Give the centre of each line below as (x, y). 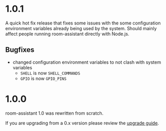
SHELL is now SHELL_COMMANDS (50, 73)
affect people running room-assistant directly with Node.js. (67, 34)
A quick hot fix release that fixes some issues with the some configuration (83, 23)
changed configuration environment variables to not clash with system (87, 62)
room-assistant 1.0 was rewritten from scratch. (54, 113)
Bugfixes (20, 50)
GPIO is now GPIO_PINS (43, 78)
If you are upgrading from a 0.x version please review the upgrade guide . (82, 123)
